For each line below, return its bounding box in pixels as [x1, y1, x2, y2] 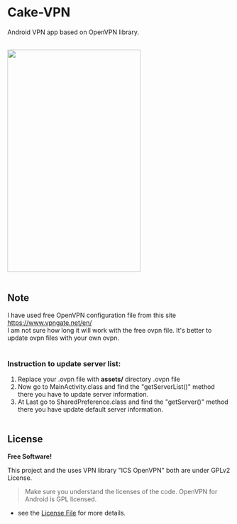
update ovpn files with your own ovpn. [7, 333, 119, 342]
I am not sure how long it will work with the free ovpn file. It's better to [7, 326, 212, 334]
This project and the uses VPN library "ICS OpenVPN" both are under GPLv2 [7, 466, 231, 474]
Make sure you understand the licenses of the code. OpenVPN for [24, 487, 218, 496]
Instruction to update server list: [7, 358, 121, 368]
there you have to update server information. [17, 390, 149, 399]
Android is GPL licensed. [24, 495, 97, 503]
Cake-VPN [7, 4, 71, 21]
